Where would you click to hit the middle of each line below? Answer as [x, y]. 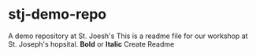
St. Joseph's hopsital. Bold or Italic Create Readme [91, 44]
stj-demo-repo [58, 14]
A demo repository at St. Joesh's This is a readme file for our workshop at [128, 36]
